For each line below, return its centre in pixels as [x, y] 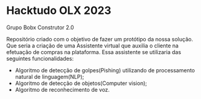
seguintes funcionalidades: [40, 58]
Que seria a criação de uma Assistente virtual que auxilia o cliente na [93, 46]
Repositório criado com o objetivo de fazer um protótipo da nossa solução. [100, 39]
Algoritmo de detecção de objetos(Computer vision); [81, 83]
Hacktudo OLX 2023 [59, 11]
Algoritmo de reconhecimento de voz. [62, 89]
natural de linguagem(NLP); [49, 77]
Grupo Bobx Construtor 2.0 [40, 27]
